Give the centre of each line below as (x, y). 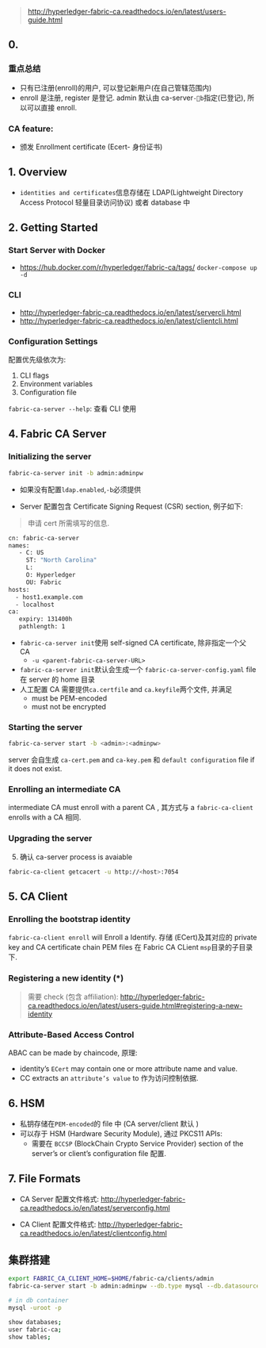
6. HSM (27, 1103)
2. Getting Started (53, 228)
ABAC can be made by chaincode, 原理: (73, 1052)
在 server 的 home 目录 (57, 680)
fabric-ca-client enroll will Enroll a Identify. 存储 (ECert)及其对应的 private (133, 937)
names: (19, 545)
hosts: (19, 590)
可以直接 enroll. (52, 107)
